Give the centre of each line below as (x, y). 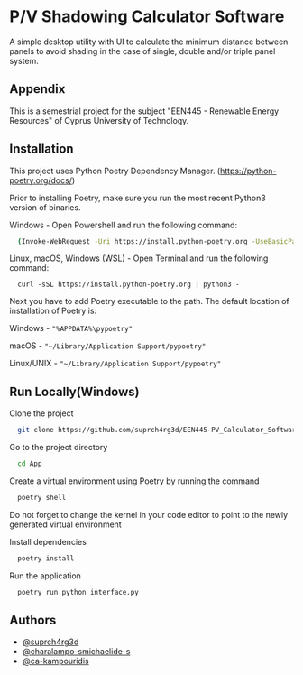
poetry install (46, 558)
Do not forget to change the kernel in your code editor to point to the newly (149, 514)
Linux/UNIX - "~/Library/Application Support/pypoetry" (115, 364)
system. (24, 60)
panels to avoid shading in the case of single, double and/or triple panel (142, 51)
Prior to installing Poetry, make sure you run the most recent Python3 (138, 198)
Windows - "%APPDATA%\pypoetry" (71, 328)
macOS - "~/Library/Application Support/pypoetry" (108, 346)
